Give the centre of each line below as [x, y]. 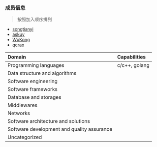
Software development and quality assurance [60, 129]
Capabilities [132, 57]
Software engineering [33, 81]
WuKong [21, 40]
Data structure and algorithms [42, 73]
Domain [17, 57]
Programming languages [36, 65]
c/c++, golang [134, 65]
